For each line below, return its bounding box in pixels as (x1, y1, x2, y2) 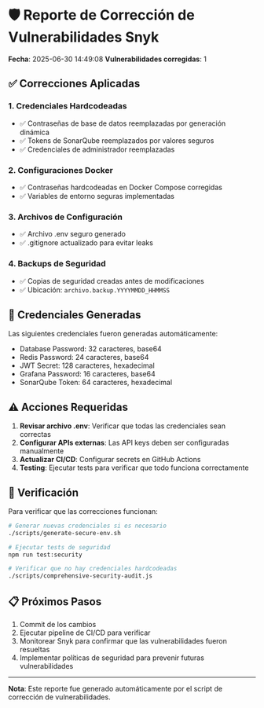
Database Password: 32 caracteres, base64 (19, 344, 163, 354)
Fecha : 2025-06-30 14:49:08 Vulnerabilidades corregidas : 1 (8, 54, 207, 64)
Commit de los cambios (19, 620, 97, 629)
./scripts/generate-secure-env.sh (8, 529, 122, 537)
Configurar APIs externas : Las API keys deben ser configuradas (19, 438, 229, 448)
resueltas (19, 645, 50, 655)
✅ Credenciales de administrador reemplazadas (19, 145, 175, 154)
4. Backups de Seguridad (8, 259, 106, 270)
